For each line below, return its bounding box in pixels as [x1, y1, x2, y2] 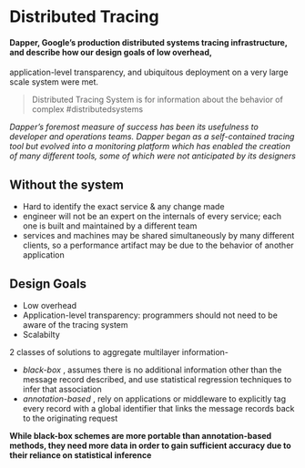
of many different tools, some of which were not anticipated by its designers [9, 150, 296, 161]
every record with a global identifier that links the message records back [22, 403, 295, 414]
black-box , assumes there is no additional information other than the [22, 364, 282, 375]
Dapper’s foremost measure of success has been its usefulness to [9, 121, 259, 133]
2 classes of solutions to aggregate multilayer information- [9, 347, 229, 358]
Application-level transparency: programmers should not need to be [22, 310, 278, 320]
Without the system [9, 177, 125, 192]
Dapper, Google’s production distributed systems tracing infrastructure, [9, 36, 288, 47]
